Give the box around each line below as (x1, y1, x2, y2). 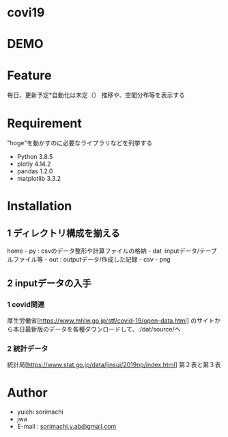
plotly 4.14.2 (16, 160, 51, 168)
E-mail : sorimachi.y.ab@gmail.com (16, 423, 117, 431)
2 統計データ (7, 344, 48, 353)
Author (7, 385, 48, 401)
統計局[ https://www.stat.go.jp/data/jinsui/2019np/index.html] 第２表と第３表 (7, 361, 221, 369)
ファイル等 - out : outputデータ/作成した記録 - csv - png (12, 255, 171, 264)
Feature (7, 67, 52, 83)
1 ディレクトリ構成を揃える (7, 227, 120, 239)
